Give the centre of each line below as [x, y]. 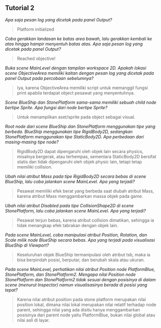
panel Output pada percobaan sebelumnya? [49, 78]
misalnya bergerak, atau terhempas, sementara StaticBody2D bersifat [87, 156]
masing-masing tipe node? [32, 142]
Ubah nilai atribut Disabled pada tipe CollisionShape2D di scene [70, 205]
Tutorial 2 [20, 8]
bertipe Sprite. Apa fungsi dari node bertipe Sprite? [56, 107]
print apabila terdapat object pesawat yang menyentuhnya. [76, 93]
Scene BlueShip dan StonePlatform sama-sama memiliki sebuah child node [81, 102]
